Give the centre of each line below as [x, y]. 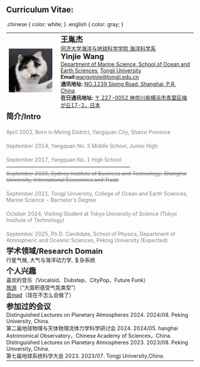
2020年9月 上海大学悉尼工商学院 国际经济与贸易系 [68, 166]
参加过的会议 [29, 306]
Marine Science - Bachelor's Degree [51, 200]
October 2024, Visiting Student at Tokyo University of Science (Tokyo [92, 214]
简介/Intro [24, 116]
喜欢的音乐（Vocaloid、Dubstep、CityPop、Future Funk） [77, 280]
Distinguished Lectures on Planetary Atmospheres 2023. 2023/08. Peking [97, 342]
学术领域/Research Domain [54, 251]
